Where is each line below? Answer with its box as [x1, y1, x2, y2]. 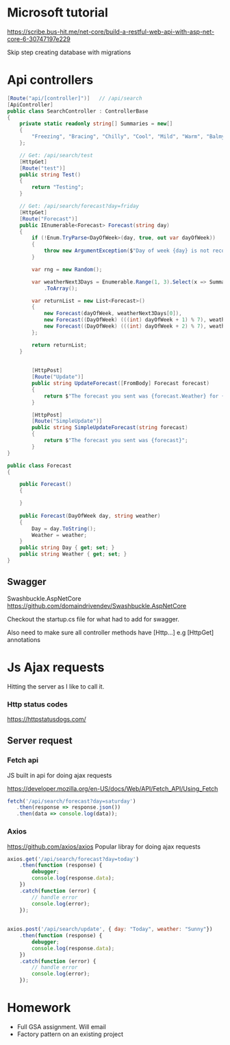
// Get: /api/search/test [19, 152, 94, 159]
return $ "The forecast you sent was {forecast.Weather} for [43, 393, 219, 400]
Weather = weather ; [31, 531, 88, 538]
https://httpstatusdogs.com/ [7, 715, 87, 723]
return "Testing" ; [31, 184, 84, 191]
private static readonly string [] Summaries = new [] [19, 120, 173, 128]
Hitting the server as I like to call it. [7, 682, 105, 691]
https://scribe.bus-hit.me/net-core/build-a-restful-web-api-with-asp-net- [7, 27, 215, 36]
